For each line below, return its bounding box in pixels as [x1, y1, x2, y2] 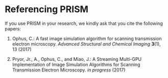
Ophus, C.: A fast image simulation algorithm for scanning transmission [12, 35, 162, 42]
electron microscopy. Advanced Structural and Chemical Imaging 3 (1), [12, 41, 161, 47]
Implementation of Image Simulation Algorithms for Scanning [12, 61, 140, 67]
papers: [5, 25, 21, 31]
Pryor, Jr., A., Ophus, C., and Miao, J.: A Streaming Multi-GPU [12, 56, 142, 62]
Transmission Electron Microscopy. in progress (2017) [12, 67, 126, 73]
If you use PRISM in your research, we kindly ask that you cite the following [5, 20, 163, 26]
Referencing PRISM [5, 4, 89, 15]
